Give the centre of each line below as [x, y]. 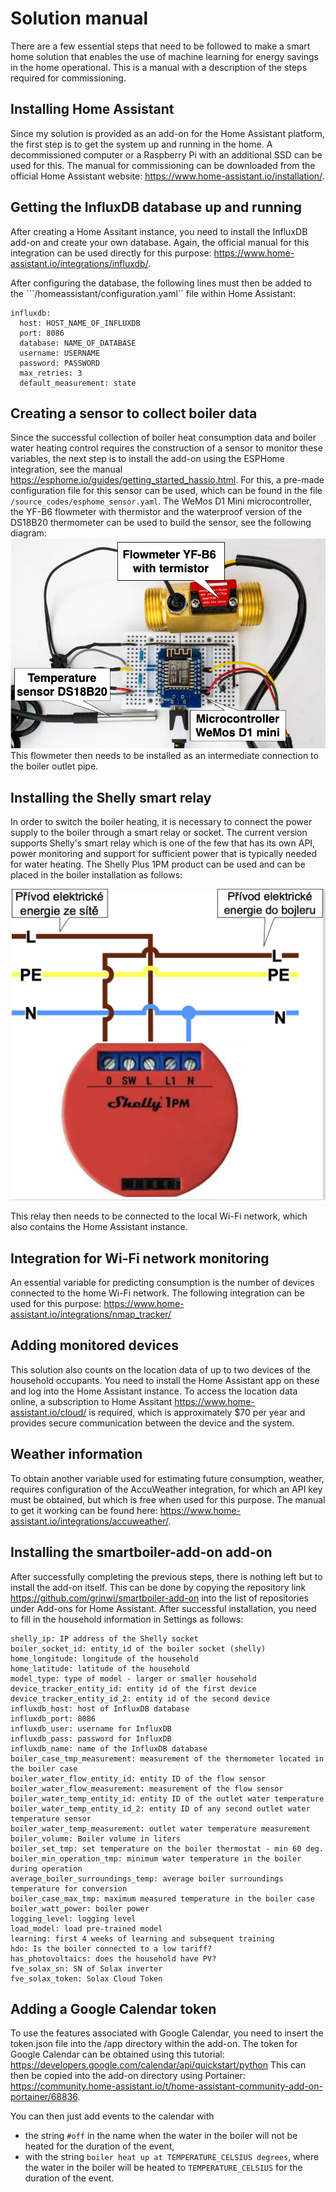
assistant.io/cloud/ [48, 1412]
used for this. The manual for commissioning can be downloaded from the [163, 165]
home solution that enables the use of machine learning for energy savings [164, 56]
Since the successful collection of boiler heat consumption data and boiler [163, 438]
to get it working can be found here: [84, 1510]
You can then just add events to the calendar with [112, 2116]
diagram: [28, 533]
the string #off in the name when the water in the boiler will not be [161, 2136]
